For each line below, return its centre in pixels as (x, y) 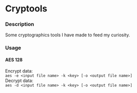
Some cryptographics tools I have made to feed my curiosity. (68, 35)
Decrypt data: (19, 81)
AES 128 (14, 60)
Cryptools (26, 9)
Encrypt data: (19, 71)
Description (20, 24)
